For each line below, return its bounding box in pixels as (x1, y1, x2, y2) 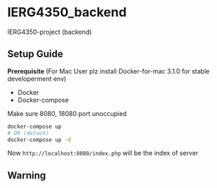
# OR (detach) (7, 129, 50, 136)
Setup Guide (7, 48, 64, 60)
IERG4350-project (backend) (7, 28, 92, 36)
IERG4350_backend (7, 4, 127, 20)
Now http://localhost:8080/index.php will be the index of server (7, 149, 199, 158)
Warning (7, 169, 46, 181)
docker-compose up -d (7, 136, 72, 143)
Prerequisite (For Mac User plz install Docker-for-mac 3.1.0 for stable (7, 66, 210, 75)
